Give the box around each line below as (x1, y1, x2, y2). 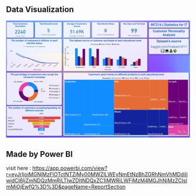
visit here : (6, 164, 32, 171)
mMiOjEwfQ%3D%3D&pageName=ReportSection (6, 183, 126, 190)
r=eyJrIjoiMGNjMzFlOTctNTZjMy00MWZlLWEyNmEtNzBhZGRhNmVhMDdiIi (6, 171, 188, 178)
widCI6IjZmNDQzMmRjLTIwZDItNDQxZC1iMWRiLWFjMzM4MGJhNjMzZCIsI (6, 177, 188, 184)
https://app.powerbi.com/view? (32, 164, 108, 171)
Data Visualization (6, 5, 74, 15)
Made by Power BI (6, 149, 73, 159)
